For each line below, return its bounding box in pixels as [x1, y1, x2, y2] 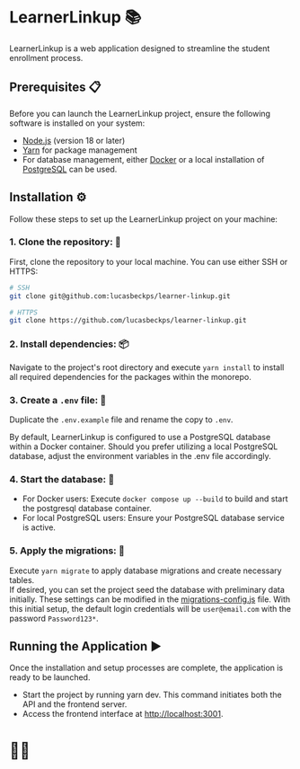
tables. [9, 574, 35, 585]
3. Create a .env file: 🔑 [9, 393, 107, 406]
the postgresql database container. [22, 503, 153, 514]
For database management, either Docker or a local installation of [22, 154, 265, 164]
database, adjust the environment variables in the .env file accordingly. [9, 450, 271, 461]
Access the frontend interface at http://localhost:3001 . [22, 709, 224, 720]
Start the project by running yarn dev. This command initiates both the [22, 689, 282, 701]
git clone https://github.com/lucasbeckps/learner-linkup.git [9, 316, 247, 325]
